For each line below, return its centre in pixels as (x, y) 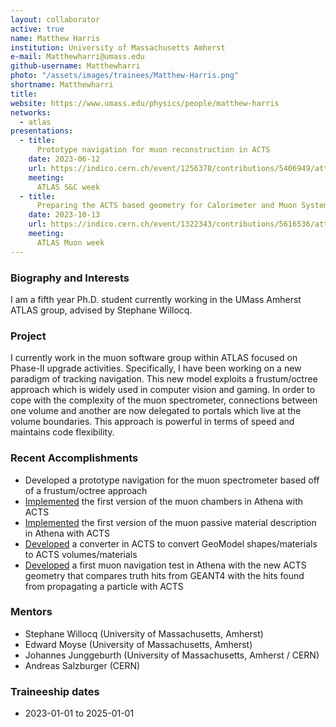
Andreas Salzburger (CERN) (82, 665)
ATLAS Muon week (70, 242)
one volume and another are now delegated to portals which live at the (156, 411)
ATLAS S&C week (68, 187)
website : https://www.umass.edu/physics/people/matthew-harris (145, 103)
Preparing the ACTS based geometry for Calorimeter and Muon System (182, 206)
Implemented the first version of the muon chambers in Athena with (164, 501)
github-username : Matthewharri (75, 66)
